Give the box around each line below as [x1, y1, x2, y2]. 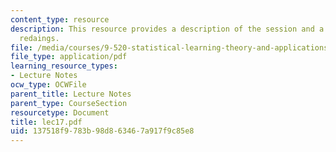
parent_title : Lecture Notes [10, 89, 132, 99]
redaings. [19, 33, 60, 43]
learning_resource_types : [10, 61, 118, 71]
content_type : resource [10, 14, 110, 25]
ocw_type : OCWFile [10, 80, 87, 90]
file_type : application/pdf [10, 52, 128, 62]
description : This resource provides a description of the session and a [10, 24, 325, 34]
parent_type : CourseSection [10, 98, 128, 108]
